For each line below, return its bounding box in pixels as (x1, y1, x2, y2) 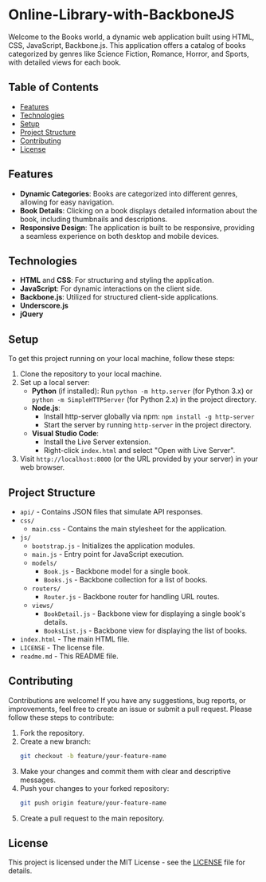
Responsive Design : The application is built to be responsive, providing (19, 222, 255, 232)
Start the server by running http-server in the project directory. (43, 420, 252, 430)
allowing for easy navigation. (19, 197, 115, 207)
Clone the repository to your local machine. (19, 369, 162, 379)
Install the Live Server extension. (43, 437, 151, 447)
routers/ (31, 585, 61, 593)
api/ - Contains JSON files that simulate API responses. (19, 507, 203, 516)
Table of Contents (8, 81, 100, 94)
